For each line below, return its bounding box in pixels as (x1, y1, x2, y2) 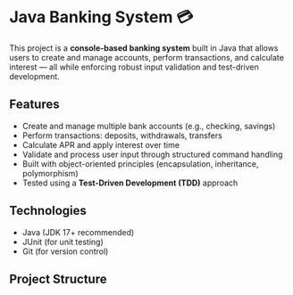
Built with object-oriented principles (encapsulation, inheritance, (21, 158, 259, 169)
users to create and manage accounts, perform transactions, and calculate (9, 52, 284, 62)
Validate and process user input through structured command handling (21, 149, 283, 160)
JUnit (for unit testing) (21, 236, 105, 247)
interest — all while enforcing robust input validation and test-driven (9, 61, 259, 72)
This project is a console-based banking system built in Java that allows (9, 42, 279, 53)
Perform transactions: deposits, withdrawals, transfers (21, 130, 223, 141)
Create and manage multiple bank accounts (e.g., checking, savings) (21, 120, 276, 131)
